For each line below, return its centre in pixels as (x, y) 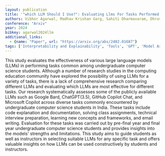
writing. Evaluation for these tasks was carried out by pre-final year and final (82, 123)
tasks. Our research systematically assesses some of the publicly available (81, 92)
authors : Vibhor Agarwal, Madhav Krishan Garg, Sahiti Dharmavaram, (77, 19)
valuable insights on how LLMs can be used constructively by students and (81, 144)
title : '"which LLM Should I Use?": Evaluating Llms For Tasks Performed (82, 14)
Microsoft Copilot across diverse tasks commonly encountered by (72, 102)
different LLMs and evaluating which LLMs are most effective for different (79, 86)
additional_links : (24, 37)
